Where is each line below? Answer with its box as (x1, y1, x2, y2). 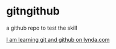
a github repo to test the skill (6, 24, 77, 31)
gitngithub (6, 4, 60, 18)
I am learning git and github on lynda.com (6, 36, 110, 43)
